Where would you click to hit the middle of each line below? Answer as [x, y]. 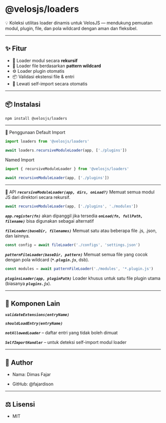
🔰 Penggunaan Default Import [35, 133]
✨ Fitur [16, 49]
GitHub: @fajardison [33, 384]
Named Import [20, 160]
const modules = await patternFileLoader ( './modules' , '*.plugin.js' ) [79, 269]
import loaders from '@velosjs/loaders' [47, 141]
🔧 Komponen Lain [33, 304]
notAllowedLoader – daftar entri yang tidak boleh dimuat [62, 333]
